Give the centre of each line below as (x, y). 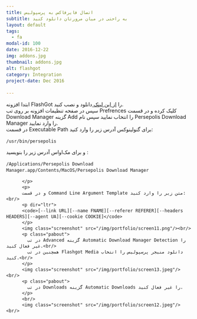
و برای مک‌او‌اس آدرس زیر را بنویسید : (47, 152)
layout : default (26, 25)
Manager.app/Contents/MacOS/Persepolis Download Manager (78, 171)
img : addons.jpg (26, 56)
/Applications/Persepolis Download (50, 164)
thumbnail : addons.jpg (34, 62)
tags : (13, 31)
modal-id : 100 (24, 44)
